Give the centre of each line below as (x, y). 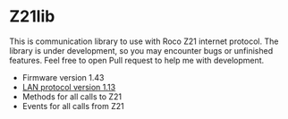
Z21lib (32, 17)
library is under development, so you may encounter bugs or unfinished (141, 50)
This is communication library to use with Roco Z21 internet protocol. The (144, 41)
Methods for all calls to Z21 (72, 97)
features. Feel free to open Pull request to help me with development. (137, 60)
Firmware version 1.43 (63, 77)
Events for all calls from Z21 (73, 106)
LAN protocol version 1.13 (69, 87)
